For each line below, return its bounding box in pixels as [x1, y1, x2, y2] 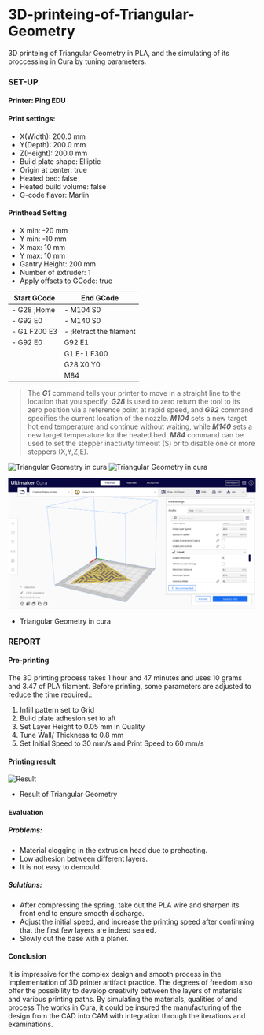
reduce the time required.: [8, 690, 93, 699]
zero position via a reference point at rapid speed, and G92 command [27, 404, 254, 415]
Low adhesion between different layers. [19, 854, 148, 863]
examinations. [8, 1019, 53, 1029]
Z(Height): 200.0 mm [19, 148, 88, 158]
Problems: [8, 825, 43, 835]
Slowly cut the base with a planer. [19, 933, 129, 943]
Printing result [8, 757, 57, 766]
